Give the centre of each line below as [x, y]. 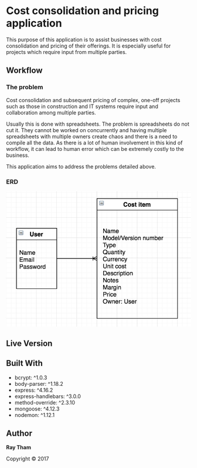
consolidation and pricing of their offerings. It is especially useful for [89, 46]
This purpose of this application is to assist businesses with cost [84, 39]
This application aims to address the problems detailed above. [81, 166]
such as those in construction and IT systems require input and [82, 106]
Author [19, 433]
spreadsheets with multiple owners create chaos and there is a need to [92, 136]
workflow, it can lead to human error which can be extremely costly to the [95, 149]
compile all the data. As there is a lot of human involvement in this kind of [94, 143]
